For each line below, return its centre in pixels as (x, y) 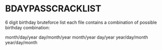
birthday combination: (27, 27)
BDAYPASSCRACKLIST (53, 9)
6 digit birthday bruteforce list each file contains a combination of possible (81, 22)
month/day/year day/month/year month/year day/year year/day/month (77, 37)
